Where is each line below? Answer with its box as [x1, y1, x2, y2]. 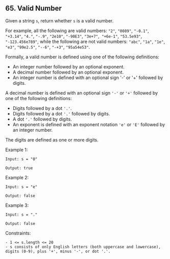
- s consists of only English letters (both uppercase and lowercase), [5, 244, 161, 249]
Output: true [5, 166, 33, 171]
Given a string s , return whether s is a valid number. [5, 17, 114, 23]
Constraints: [5, 230, 31, 236]
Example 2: [5, 174, 29, 180]
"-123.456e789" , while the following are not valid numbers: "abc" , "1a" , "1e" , [5, 38, 165, 44]
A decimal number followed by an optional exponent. [12, 69, 124, 75]
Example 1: [5, 147, 28, 153]
